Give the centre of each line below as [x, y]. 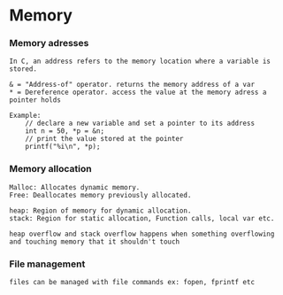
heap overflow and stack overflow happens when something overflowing [142, 234]
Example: [25, 116]
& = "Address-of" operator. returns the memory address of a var [132, 85]
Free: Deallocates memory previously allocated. [100, 195]
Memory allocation [50, 169]
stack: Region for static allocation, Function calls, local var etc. [142, 218]
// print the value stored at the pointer [104, 139]
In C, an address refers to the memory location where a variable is [140, 62]
